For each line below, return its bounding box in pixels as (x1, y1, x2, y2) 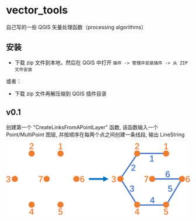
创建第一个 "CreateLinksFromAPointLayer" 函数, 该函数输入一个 (6, 123, 159, 130)
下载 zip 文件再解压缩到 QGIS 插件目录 (14, 90, 107, 97)
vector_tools (6, 4, 68, 17)
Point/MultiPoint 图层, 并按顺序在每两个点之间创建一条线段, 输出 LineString (6, 131, 185, 138)
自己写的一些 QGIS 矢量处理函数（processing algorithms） (6, 23, 147, 30)
